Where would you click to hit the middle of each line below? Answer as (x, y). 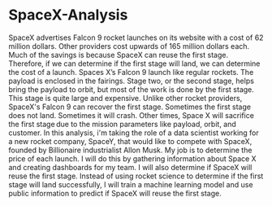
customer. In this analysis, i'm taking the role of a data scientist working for (134, 133)
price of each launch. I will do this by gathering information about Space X (133, 158)
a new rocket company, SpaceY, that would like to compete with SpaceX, (130, 141)
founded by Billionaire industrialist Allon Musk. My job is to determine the (130, 150)
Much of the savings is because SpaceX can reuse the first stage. (119, 55)
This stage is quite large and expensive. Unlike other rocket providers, (125, 98)
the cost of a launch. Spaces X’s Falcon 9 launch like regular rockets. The (131, 72)
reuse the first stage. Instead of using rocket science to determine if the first (136, 176)
